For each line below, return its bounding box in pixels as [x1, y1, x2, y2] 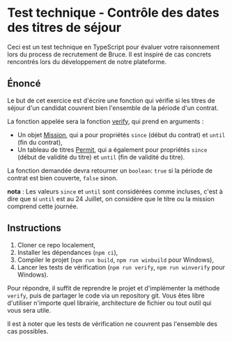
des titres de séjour [7, 20, 122, 36]
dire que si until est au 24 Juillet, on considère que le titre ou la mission [7, 194, 215, 203]
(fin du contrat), [17, 138, 63, 146]
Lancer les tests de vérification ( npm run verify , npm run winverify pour [17, 263, 225, 271]
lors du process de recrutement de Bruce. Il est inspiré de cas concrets [7, 50, 211, 59]
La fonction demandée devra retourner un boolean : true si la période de [7, 166, 212, 175]
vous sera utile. [7, 306, 52, 314]
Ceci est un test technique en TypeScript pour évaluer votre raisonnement [7, 42, 220, 51]
